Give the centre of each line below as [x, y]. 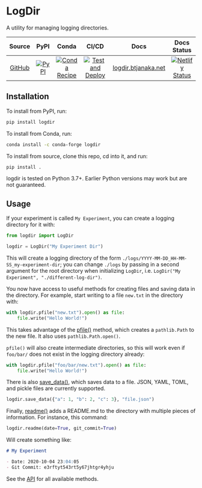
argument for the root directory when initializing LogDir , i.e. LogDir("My [93, 270]
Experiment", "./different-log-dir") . [54, 277]
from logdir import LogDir [40, 236]
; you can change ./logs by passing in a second [119, 264]
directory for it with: [31, 225]
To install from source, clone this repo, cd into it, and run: [77, 156]
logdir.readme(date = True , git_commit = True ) [62, 429]
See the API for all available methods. [53, 478]
